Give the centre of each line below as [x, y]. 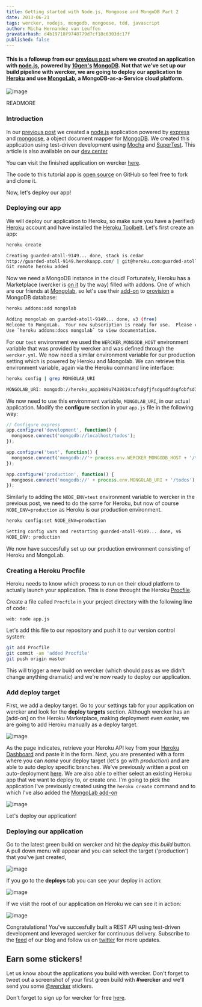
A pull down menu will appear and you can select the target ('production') [97, 851]
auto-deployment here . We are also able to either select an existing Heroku [99, 774]
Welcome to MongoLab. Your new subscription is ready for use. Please [99, 325]
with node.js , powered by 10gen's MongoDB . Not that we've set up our [96, 65]
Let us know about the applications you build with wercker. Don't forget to [98, 973]
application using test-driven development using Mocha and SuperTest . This [101, 144]
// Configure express [33, 424]
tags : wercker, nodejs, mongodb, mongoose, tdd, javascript [83, 23]
